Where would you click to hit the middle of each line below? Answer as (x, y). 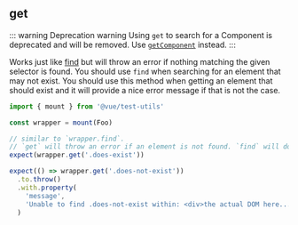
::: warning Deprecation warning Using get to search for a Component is (141, 35)
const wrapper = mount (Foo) (61, 123)
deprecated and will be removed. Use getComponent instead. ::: (123, 44)
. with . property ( (47, 188)
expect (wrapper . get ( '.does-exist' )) (77, 155)
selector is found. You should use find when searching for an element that (145, 71)
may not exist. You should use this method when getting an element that (141, 80)
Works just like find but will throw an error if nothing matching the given (140, 61)
